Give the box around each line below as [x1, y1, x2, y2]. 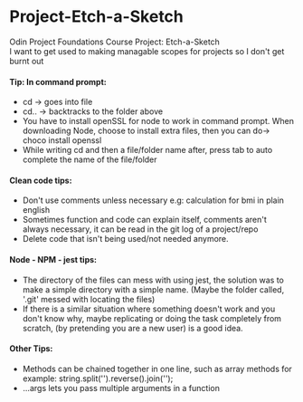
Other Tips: [9, 343, 53, 354]
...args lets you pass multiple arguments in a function [22, 382, 220, 393]
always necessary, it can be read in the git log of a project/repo [22, 224, 259, 234]
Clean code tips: [9, 175, 72, 186]
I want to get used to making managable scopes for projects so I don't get [9, 45, 285, 56]
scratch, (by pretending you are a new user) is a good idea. [22, 322, 243, 333]
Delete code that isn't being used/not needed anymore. [22, 234, 229, 244]
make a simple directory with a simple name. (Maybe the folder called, [22, 283, 285, 295]
